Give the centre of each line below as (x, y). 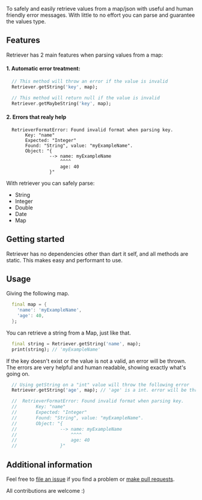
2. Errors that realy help (36, 117)
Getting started (35, 239)
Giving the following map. (38, 294)
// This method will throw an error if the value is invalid (90, 82)
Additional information (49, 465)
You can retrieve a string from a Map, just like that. (69, 333)
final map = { (29, 304)
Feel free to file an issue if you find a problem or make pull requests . (90, 479)
